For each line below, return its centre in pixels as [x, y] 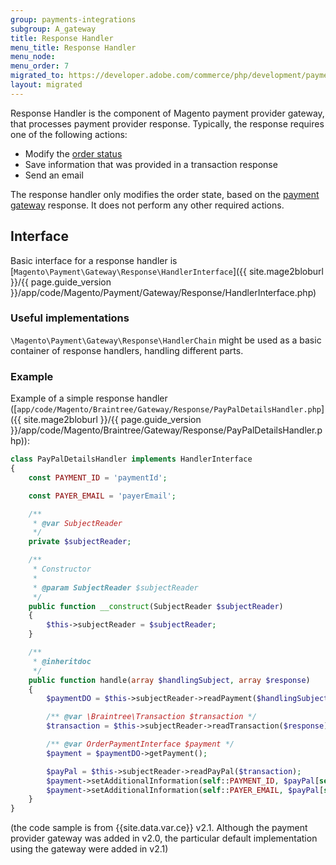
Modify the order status [73, 153]
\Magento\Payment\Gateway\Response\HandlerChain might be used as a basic [166, 340]
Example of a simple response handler [89, 398]
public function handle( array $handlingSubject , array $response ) [169, 680]
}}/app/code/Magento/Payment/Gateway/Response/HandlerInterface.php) [163, 292]
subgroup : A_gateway [53, 29]
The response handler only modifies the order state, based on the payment [165, 194]
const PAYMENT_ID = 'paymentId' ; [98, 477]
